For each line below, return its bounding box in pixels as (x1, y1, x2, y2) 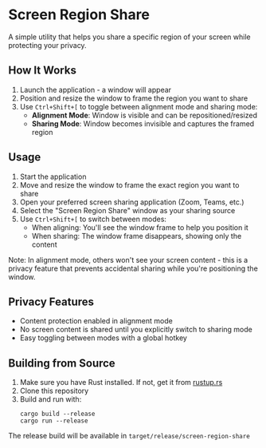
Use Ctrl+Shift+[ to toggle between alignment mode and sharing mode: (19, 101, 258, 111)
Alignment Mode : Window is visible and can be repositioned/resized (31, 110, 257, 120)
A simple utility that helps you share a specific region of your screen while (8, 32, 251, 42)
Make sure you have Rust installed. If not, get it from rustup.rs (19, 378, 223, 387)
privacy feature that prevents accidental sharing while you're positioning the (8, 264, 259, 273)
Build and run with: (19, 394, 82, 404)
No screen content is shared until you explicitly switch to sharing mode (19, 325, 252, 335)
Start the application (19, 172, 87, 181)
